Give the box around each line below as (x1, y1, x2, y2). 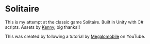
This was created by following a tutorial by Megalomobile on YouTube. (5, 33, 146, 39)
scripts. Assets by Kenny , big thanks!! (5, 24, 80, 30)
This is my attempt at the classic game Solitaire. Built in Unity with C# (5, 19, 144, 25)
